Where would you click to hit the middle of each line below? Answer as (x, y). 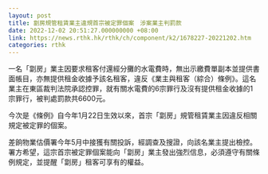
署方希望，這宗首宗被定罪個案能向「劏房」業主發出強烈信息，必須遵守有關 (130, 153)
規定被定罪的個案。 (40, 126)
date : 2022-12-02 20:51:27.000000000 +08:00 (83, 30)
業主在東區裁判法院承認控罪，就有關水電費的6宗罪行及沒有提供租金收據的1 (131, 89)
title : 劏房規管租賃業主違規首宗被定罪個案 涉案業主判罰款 (95, 23)
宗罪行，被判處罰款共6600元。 (59, 99)
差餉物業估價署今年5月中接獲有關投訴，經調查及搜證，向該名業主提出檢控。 (133, 142)
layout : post (30, 15)
